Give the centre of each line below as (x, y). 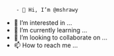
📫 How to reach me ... (46, 45)
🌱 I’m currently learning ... (50, 30)
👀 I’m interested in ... (43, 23)
